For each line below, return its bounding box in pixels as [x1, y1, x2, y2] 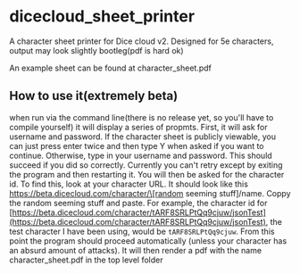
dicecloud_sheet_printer [9, 6, 195, 27]
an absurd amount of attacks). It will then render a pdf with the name [9, 245, 262, 255]
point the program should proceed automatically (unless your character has [9, 235, 287, 246]
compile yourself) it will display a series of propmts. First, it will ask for [9, 121, 268, 132]
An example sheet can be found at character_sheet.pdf [9, 62, 212, 73]
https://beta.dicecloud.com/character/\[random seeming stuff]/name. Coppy [9, 187, 292, 198]
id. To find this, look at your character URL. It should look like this [9, 179, 248, 189]
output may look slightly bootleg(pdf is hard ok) [9, 45, 185, 55]
